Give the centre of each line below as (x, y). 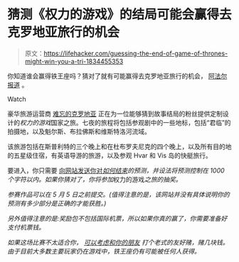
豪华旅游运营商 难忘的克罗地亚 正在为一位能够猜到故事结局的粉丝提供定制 (115, 114)
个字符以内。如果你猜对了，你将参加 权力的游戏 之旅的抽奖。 (95, 179)
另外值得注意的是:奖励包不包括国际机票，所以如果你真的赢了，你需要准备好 (117, 218)
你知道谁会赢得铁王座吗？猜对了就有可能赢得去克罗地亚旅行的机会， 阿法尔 (117, 76)
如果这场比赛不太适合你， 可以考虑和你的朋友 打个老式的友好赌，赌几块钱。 (118, 242)
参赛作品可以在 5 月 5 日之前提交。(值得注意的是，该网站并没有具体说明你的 (118, 194)
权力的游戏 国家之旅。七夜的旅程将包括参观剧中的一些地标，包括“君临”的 (126, 122)
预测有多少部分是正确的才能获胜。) (57, 203)
